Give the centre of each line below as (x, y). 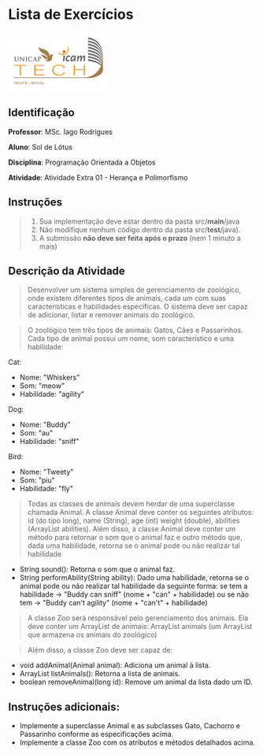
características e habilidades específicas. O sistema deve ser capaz (137, 307)
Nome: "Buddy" (45, 425)
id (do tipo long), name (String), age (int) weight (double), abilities (133, 520)
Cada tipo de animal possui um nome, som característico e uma (131, 339)
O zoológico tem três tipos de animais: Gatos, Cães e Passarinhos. (135, 330)
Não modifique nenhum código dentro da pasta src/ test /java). (140, 229)
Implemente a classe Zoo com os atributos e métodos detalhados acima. (137, 742)
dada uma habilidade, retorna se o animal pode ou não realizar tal (133, 546)
